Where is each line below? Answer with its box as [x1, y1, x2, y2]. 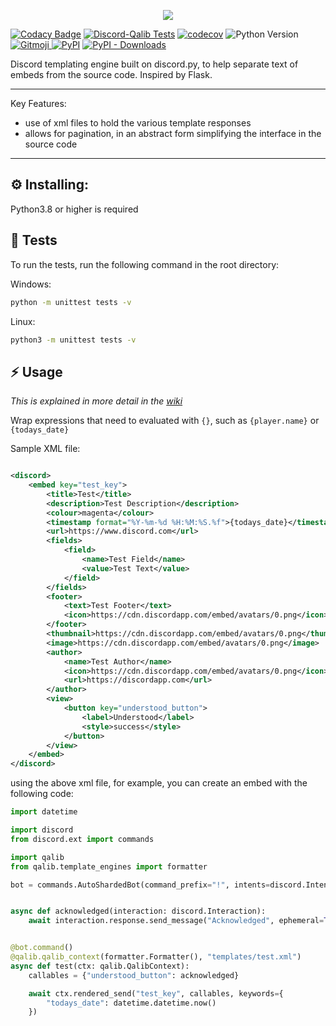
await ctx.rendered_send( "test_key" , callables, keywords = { [28, 988, 284, 999]
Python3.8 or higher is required [10, 203, 139, 215]
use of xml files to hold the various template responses [24, 117, 252, 129]
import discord [10, 825, 74, 835]
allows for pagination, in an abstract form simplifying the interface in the [24, 128, 322, 139]
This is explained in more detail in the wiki [10, 395, 183, 407]
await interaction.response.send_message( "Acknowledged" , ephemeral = [28, 916, 325, 926]
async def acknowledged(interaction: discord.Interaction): [10, 906, 267, 917]
